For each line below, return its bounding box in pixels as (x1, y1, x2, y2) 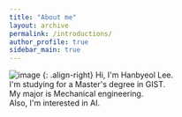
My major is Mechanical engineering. (9, 89, 144, 99)
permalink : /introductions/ (9, 29, 113, 38)
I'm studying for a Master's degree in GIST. (9, 79, 166, 90)
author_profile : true (9, 37, 89, 47)
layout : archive (9, 21, 69, 30)
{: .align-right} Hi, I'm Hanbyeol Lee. (42, 69, 174, 80)
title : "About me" (9, 12, 77, 22)
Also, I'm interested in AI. (9, 98, 100, 108)
